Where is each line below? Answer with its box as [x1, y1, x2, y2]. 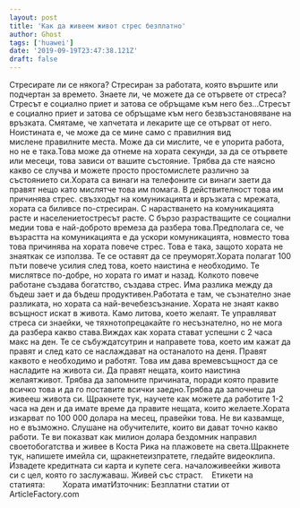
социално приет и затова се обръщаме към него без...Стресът [49, 99, 291, 108]
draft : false [9, 55, 58, 64]
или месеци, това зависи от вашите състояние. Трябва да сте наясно [9, 156, 276, 166]
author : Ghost [9, 30, 63, 39]
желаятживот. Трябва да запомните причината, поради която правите [9, 375, 279, 385]
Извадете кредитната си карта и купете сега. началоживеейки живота [9, 461, 281, 470]
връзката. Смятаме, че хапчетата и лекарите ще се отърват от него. [9, 117, 272, 128]
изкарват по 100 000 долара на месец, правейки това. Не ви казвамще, [9, 413, 285, 423]
